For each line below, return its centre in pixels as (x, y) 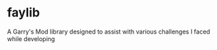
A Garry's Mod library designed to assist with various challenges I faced (109, 32)
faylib (24, 13)
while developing (31, 38)
